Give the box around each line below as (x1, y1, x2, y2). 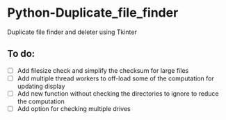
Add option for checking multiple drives (17, 104, 131, 112)
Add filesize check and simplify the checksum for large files (17, 66, 189, 74)
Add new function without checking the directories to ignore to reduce (17, 89, 219, 98)
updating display (17, 82, 65, 90)
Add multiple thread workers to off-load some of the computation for (17, 74, 214, 83)
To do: (7, 48, 35, 60)
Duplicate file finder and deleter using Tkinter (7, 28, 137, 36)
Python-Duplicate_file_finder (7, 5, 179, 21)
